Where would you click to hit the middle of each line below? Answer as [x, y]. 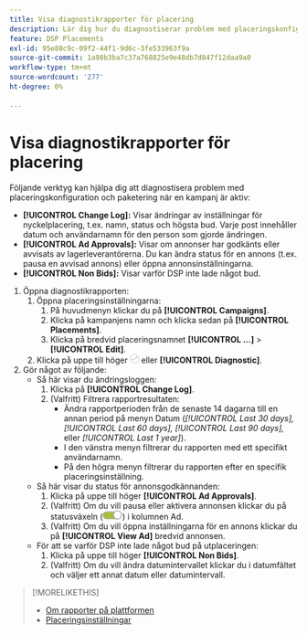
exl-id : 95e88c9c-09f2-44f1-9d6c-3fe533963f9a [100, 48]
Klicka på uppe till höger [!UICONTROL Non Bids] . [144, 555]
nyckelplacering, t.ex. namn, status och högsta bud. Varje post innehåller [159, 225]
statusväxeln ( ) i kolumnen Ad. [117, 516]
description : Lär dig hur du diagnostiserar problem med [120, 29]
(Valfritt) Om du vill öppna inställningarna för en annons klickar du [174, 526]
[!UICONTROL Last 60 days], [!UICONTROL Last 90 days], [174, 428]
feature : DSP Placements [57, 38]
